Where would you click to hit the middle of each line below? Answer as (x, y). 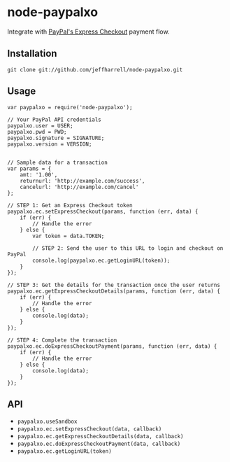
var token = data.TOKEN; (69, 236)
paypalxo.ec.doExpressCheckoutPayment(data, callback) (99, 444)
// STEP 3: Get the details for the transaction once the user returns (114, 285)
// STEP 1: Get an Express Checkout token (70, 205)
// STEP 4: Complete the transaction (62, 340)
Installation (32, 54)
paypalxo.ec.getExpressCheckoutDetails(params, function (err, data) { (114, 291)
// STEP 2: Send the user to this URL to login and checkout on (128, 248)
